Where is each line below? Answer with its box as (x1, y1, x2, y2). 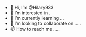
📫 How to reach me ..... (10, 26, 60, 32)
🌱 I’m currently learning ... (10, 15, 64, 21)
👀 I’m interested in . (10, 10, 51, 16)
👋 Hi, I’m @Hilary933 (10, 5, 54, 10)
